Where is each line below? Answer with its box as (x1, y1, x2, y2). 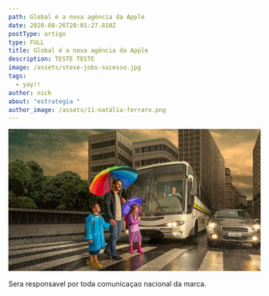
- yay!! (15, 80, 42, 88)
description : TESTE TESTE (8, 55, 94, 63)
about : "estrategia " (8, 97, 81, 106)
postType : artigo (8, 30, 66, 38)
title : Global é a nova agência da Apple (8, 46, 149, 55)
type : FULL (8, 38, 45, 46)
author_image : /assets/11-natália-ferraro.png (8, 106, 167, 114)
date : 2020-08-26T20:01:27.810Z (8, 21, 116, 30)
